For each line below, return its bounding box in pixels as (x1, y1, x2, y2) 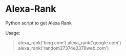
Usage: (5, 30, 20, 36)
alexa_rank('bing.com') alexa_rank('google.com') (17, 39, 121, 46)
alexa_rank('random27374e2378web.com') (17, 45, 109, 51)
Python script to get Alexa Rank (5, 20, 72, 26)
